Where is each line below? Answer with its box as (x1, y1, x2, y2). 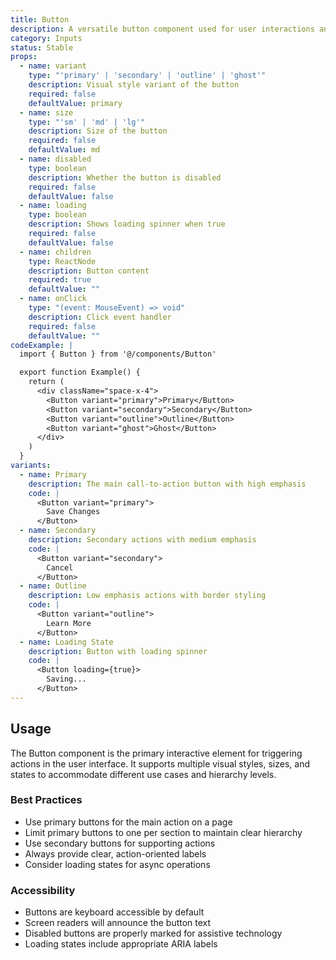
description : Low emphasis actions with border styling (28, 591, 267, 601)
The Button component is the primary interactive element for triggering (10, 747, 303, 759)
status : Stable (10, 42, 74, 53)
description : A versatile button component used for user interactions (10, 24, 315, 34)
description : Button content (28, 266, 150, 276)
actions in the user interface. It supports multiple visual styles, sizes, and (10, 757, 310, 770)
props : (10, 52, 38, 62)
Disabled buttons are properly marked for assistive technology (24, 927, 283, 940)
